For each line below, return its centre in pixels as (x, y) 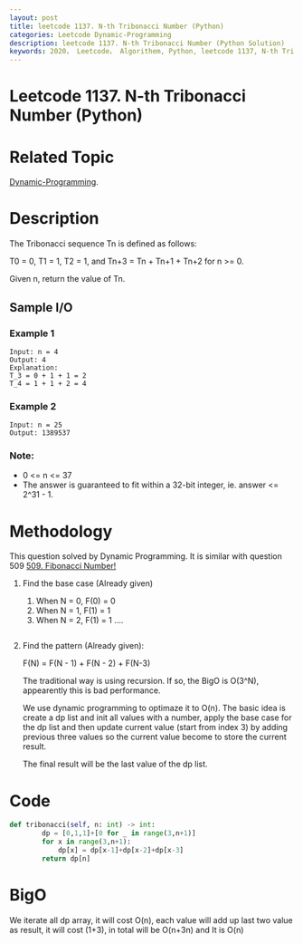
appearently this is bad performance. (91, 690)
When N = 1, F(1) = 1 (73, 611)
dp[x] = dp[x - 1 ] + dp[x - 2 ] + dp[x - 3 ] (120, 850)
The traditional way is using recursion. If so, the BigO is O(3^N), (141, 681)
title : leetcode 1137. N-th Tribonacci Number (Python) (117, 26)
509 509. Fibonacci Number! (63, 566)
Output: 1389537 (40, 433)
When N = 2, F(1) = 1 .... (80, 621)
